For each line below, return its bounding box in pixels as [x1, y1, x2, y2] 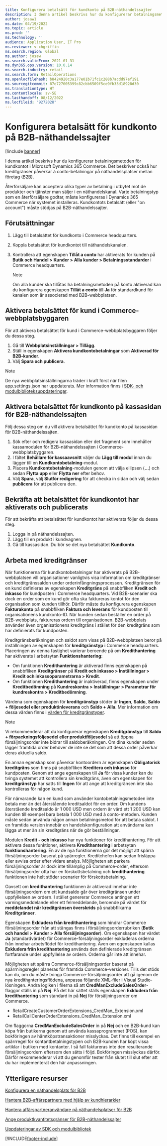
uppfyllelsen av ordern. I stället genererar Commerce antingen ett [5, 894, 139, 900]
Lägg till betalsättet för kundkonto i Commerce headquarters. [12, 232, 138, 238]
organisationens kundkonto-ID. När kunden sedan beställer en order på [5, 612, 151, 618]
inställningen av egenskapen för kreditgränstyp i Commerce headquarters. [5, 643, 160, 649]
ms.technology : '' [5, 35, 43, 40]
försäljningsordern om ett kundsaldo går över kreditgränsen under [5, 889, 141, 895]
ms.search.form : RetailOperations [5, 72, 77, 77]
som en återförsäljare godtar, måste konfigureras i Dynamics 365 [5, 194, 138, 200]
